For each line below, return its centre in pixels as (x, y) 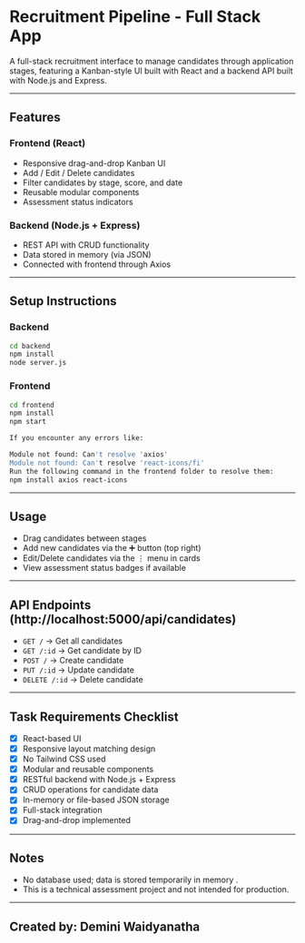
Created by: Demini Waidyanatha (105, 926)
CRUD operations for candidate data (90, 790)
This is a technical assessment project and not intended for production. (156, 889)
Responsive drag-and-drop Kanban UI (94, 163)
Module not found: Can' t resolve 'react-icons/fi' (107, 463)
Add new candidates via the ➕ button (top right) (112, 548)
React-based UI (52, 738)
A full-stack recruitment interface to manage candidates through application (152, 61)
